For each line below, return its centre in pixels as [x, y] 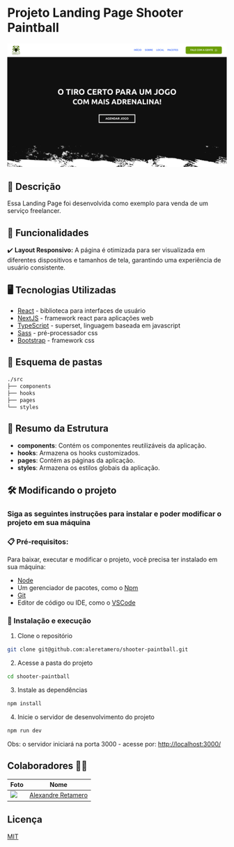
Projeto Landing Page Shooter [95, 13]
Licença [25, 819]
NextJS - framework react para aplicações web [85, 318]
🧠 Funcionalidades [48, 233]
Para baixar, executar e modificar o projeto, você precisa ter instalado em [112, 559]
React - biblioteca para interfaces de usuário [81, 310]
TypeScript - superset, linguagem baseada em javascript [99, 325]
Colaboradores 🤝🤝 [47, 766]
